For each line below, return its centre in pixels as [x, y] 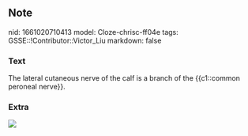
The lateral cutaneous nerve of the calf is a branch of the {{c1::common [124, 78]
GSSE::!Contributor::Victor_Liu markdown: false [85, 40]
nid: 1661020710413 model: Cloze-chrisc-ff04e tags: [94, 32]
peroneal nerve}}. [37, 87]
